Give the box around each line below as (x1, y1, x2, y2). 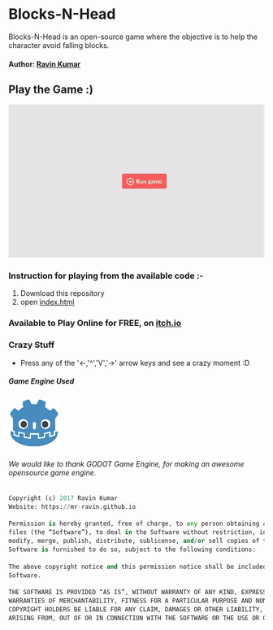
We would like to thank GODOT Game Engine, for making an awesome (8, 459, 245, 469)
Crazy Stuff (8, 339, 55, 350)
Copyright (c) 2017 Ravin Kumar (8, 493, 118, 502)
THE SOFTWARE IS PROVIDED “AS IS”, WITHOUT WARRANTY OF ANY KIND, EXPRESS (8, 589, 267, 597)
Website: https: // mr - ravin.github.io (8, 502, 136, 511)
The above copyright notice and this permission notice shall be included (8, 563, 267, 571)
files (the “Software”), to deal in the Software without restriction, (8, 528, 256, 537)
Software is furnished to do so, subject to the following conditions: (8, 545, 256, 554)
